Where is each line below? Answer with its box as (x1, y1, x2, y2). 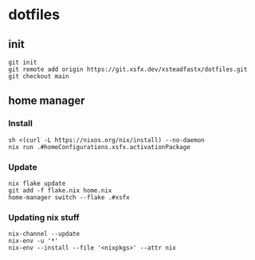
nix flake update (8, 179, 66, 187)
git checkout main (8, 73, 69, 81)
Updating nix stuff (8, 211, 80, 223)
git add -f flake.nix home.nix (8, 186, 112, 195)
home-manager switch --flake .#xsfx (8, 193, 130, 201)
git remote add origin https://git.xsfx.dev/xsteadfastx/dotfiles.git (8, 65, 248, 73)
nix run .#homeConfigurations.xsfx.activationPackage (8, 143, 191, 151)
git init (8, 58, 37, 66)
